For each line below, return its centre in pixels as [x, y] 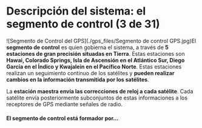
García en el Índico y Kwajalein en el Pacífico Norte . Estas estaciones [94, 66]
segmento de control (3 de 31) [83, 24]
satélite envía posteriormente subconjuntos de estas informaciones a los [97, 98]
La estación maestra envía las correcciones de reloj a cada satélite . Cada [100, 91]
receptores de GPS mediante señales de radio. [65, 104]
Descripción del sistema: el [76, 11]
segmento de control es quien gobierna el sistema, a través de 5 [87, 47]
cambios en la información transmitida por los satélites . [78, 79]
